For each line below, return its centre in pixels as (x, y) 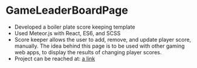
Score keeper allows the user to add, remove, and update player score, (103, 39)
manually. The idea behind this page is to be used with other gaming (99, 46)
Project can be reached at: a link (55, 58)
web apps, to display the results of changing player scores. (88, 52)
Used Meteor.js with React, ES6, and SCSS (67, 33)
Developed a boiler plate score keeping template (75, 27)
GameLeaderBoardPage (67, 10)
